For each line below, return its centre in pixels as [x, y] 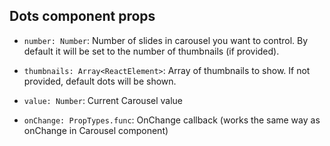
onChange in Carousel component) [96, 130]
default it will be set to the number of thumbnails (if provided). [151, 51]
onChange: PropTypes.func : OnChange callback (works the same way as [172, 120]
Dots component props [82, 16]
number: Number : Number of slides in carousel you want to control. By [166, 40]
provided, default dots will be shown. [100, 81]
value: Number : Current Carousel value [103, 100]
